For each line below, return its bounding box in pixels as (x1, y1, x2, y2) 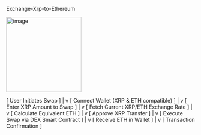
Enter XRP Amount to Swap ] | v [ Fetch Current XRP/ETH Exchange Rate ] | (6, 103, 193, 110)
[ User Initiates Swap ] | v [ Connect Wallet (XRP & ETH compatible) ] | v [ (6, 97, 187, 104)
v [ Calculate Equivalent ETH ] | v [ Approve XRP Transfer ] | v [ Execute (6, 110, 183, 116)
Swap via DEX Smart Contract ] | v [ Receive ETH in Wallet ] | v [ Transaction (6, 116, 195, 123)
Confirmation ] (6, 122, 42, 130)
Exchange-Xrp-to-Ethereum (6, 5, 76, 12)
